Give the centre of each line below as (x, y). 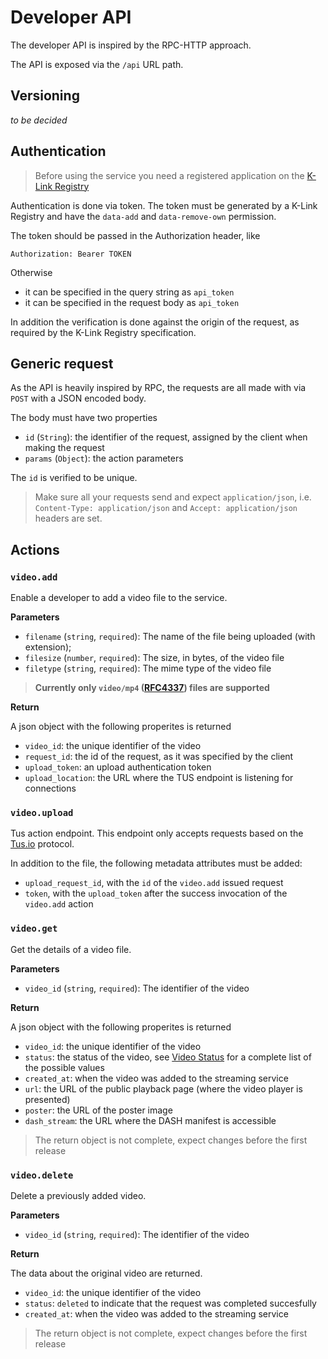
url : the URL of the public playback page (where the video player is (163, 1088)
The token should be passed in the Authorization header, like (135, 235)
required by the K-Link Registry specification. (103, 332)
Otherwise (31, 272)
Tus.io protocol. (42, 844)
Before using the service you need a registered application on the (169, 175)
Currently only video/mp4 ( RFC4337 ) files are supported (152, 688)
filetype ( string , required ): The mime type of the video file (148, 668)
